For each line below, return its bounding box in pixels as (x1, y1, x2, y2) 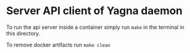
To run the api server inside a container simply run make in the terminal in (6, 24, 185, 31)
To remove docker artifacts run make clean (6, 41, 111, 48)
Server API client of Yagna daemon (6, 4, 183, 18)
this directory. (6, 29, 41, 37)
